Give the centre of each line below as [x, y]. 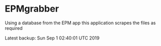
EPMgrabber [32, 9]
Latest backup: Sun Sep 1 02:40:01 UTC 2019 [52, 38]
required [14, 28]
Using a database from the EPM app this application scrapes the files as [80, 23]
